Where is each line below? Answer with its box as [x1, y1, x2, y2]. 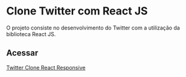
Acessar [6, 48, 39, 58]
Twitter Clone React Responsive [6, 64, 86, 71]
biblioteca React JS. [6, 30, 56, 37]
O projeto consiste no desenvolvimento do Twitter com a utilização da [6, 24, 180, 31]
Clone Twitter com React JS [6, 4, 148, 18]
